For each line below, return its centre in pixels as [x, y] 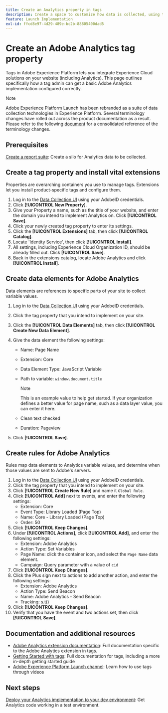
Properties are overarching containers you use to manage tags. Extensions [82, 184]
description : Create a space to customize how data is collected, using [83, 14]
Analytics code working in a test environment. [53, 705]
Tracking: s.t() [35, 602]
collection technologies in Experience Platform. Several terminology [75, 113]
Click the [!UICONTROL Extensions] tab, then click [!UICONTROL [81, 231]
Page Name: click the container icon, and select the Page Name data [89, 554]
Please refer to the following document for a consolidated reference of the [82, 124]
